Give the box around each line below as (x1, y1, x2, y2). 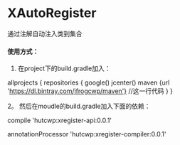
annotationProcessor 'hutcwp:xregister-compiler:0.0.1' (7, 130, 166, 139)
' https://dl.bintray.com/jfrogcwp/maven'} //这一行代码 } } (7, 87, 173, 95)
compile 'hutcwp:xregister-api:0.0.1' (7, 116, 112, 125)
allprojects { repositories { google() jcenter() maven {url (7, 78, 170, 87)
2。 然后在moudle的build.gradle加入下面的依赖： (7, 102, 151, 111)
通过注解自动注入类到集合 (7, 29, 83, 38)
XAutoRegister (7, 5, 97, 21)
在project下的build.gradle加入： (17, 64, 112, 72)
